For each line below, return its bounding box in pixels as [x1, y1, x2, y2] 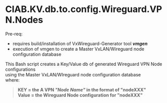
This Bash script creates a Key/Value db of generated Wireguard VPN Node [5, 61, 162, 67]
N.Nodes [5, 14, 44, 26]
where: [5, 77, 20, 83]
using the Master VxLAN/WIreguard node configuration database [5, 71, 141, 77]
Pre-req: [5, 31, 23, 37]
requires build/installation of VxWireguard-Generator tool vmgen [12, 40, 148, 46]
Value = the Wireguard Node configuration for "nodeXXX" [17, 92, 143, 98]
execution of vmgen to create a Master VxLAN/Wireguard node [12, 46, 145, 52]
